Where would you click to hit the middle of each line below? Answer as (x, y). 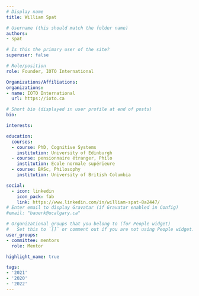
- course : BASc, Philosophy (46, 170)
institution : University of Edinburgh (65, 153)
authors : (17, 33)
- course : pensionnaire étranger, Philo (62, 158)
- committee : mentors (33, 240)
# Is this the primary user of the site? (58, 50)
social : (16, 185)
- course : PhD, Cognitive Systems (54, 147)
